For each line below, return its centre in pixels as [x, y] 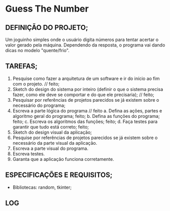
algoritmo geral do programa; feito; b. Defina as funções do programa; [86, 116]
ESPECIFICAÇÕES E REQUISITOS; [59, 175]
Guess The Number [47, 9]
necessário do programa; [39, 105]
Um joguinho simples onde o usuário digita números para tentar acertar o [82, 39]
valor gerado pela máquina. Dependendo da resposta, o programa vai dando [85, 45]
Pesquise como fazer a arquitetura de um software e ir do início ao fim [86, 78]
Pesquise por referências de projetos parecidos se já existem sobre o [85, 138]
